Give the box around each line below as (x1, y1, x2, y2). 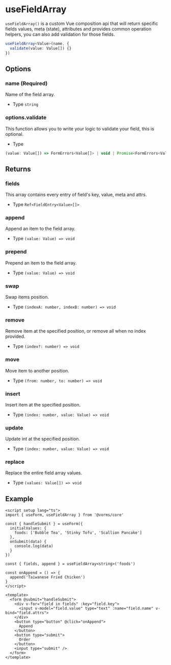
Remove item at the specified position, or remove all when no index (5, 328, 146, 334)
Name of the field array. (5, 92, 55, 98)
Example (5, 495, 34, 503)
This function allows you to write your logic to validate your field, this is (5, 126, 154, 132)
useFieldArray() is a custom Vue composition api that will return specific (5, 20, 158, 26)
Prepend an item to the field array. (5, 259, 77, 266)
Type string (12, 101, 39, 107)
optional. (5, 131, 24, 137)
